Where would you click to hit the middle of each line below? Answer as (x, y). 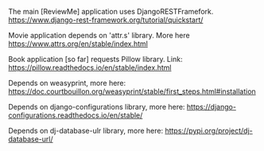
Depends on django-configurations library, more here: (97, 107)
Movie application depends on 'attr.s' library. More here (99, 35)
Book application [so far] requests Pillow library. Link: (95, 59)
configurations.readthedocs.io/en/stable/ (76, 115)
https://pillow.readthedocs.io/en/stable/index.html (90, 68)
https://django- (212, 107)
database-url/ (31, 139)
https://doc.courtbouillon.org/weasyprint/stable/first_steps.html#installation (132, 91)
